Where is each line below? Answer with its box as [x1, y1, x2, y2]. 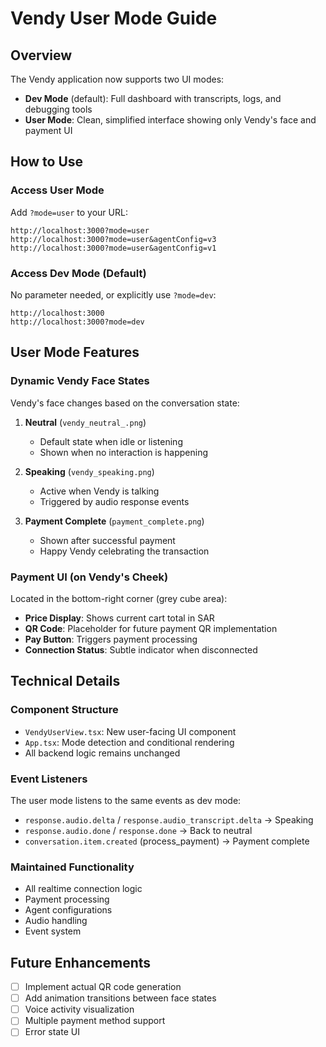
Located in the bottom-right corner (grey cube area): [10, 592, 228, 604]
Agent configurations [24, 904, 113, 916]
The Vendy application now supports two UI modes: [10, 73, 225, 85]
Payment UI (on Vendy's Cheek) [10, 570, 169, 584]
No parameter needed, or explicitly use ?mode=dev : [10, 288, 217, 301]
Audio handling [24, 915, 88, 927]
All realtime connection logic [24, 883, 143, 895]
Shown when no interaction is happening [39, 446, 209, 458]
